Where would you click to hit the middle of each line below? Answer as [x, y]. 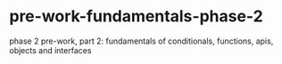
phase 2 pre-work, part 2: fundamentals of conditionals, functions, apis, [141, 41]
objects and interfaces [50, 50]
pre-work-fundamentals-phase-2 [136, 16]
